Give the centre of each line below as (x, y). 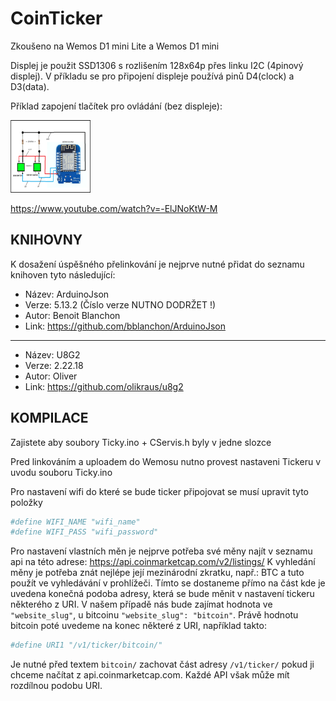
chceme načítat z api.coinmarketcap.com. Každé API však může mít (150, 675)
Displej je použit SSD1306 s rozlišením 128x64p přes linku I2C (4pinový (157, 65)
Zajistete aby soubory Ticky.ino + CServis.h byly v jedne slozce (141, 442)
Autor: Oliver (51, 376)
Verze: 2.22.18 (54, 365)
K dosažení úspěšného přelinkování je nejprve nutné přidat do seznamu (157, 264)
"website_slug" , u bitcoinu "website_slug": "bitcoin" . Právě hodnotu (154, 615)
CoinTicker (56, 18)
